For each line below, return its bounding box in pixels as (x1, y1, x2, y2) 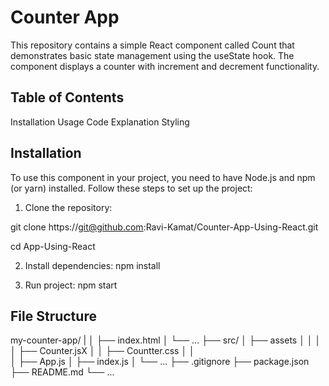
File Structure (10, 307, 97, 325)
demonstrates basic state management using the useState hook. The (10, 49, 295, 61)
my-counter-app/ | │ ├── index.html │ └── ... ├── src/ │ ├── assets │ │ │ (10, 334, 322, 346)
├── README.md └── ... (10, 366, 115, 378)
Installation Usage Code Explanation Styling (10, 116, 190, 128)
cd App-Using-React (10, 240, 96, 252)
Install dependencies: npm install (24, 259, 161, 271)
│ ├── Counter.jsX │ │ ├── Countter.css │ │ (10, 345, 195, 357)
